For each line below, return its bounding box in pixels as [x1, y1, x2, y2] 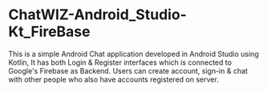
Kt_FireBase [8, 22, 91, 41]
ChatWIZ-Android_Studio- [8, 6, 187, 24]
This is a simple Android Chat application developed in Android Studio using [8, 49, 259, 58]
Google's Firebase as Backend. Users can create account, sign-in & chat [8, 66, 249, 75]
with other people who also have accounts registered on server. [8, 74, 219, 84]
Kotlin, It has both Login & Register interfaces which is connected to [8, 58, 233, 67]
